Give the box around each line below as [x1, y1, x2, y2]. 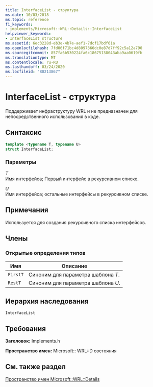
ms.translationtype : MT [5, 55, 56, 60]
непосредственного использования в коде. [5, 113, 100, 119]
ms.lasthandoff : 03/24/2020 [5, 64, 65, 69]
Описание [61, 262, 88, 270]
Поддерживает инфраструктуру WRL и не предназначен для [5, 108, 138, 114]
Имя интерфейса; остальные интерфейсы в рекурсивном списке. [5, 191, 149, 197]
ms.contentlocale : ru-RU [5, 60, 58, 65]
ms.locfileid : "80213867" [5, 69, 60, 75]
